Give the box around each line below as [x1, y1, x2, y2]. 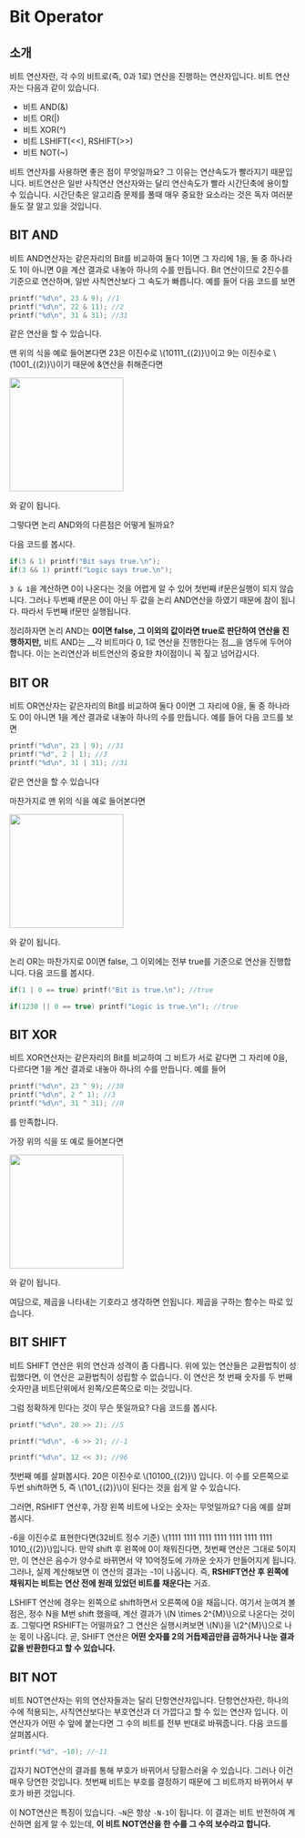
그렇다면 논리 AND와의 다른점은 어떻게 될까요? [9, 519, 175, 530]
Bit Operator [9, 6, 104, 27]
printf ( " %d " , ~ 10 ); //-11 [9, 1747, 107, 1757]
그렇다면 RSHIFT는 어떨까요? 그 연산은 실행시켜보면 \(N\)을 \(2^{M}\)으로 [21, 1619, 283, 1631]
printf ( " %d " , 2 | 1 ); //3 [9, 750, 107, 759]
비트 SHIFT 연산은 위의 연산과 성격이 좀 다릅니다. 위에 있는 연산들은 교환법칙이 [9, 1360, 288, 1371]
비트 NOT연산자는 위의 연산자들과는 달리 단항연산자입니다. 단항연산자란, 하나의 [9, 1695, 290, 1706]
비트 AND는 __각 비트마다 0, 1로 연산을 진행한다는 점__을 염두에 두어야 [44, 637, 292, 648]
